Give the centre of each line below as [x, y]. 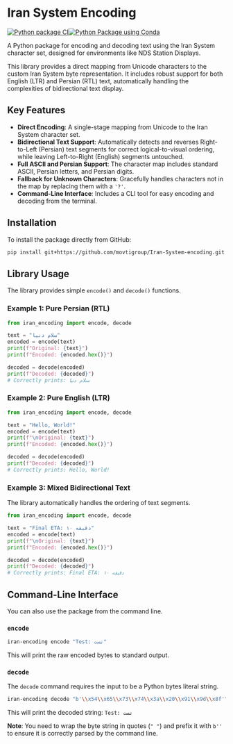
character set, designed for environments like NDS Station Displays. [104, 53]
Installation [32, 223]
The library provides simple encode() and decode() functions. [94, 290]
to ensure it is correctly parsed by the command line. [83, 734]
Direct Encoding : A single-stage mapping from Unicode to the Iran [112, 127]
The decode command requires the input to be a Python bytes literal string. [113, 686]
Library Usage [38, 273]
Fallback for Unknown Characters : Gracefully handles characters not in [120, 179]
